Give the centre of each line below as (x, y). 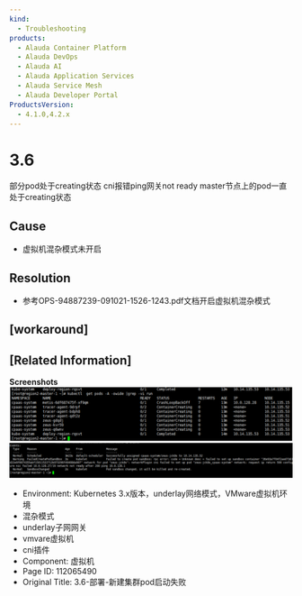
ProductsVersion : (42, 105)
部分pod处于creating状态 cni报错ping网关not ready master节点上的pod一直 (148, 186)
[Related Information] (71, 360)
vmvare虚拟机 (48, 538)
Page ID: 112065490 (59, 571)
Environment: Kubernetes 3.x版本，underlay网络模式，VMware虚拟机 (151, 493)
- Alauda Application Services (76, 77)
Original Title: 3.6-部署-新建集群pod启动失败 (104, 582)
